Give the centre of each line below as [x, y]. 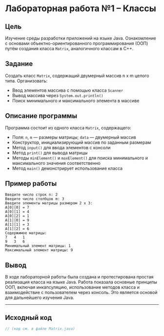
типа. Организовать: [26, 80]
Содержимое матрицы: [26, 233]
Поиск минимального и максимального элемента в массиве [76, 100]
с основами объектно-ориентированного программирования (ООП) [77, 43]
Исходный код [29, 317]
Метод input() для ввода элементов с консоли [61, 147]
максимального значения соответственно [56, 163]
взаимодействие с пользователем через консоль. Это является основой [81, 293]
